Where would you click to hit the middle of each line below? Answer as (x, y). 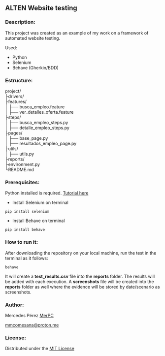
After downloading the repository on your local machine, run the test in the (81, 253)
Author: (15, 305)
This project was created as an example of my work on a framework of (77, 33)
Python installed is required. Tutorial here (47, 193)
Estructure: (19, 80)
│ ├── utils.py (20, 154)
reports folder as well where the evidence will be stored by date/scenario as (82, 287)
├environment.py (23, 164)
